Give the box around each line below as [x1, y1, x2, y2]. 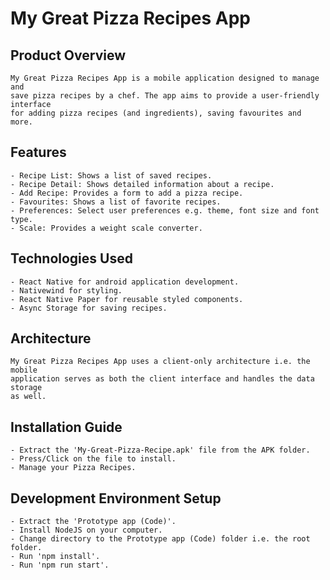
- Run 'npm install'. [10, 552, 101, 562]
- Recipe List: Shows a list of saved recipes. [10, 170, 213, 181]
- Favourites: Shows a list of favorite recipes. [10, 197, 222, 207]
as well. [10, 392, 47, 402]
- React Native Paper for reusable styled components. [10, 294, 244, 304]
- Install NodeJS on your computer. [10, 525, 163, 536]
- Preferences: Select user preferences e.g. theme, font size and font [10, 205, 320, 216]
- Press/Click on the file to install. [10, 454, 177, 464]
